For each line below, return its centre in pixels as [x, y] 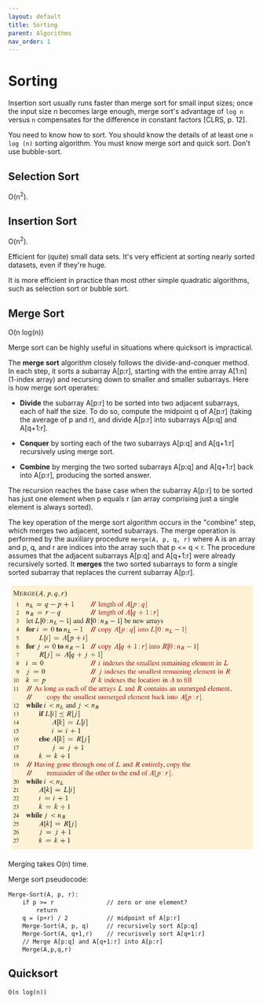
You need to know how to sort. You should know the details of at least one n [131, 135]
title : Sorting [33, 25]
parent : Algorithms [40, 33]
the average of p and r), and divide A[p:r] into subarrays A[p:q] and [128, 420]
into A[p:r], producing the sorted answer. [85, 475]
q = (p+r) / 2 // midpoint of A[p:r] [101, 918]
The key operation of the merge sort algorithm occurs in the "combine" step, [132, 522]
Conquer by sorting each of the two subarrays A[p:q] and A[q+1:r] [127, 443]
